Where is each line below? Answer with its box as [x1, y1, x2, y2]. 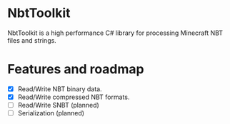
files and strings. [7, 36, 57, 44]
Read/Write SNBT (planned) [17, 101, 100, 109]
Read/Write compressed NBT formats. [17, 93, 130, 101]
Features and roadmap [7, 61, 144, 78]
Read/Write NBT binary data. [17, 84, 102, 93]
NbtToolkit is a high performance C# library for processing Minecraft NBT [7, 29, 224, 37]
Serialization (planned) [17, 109, 84, 118]
